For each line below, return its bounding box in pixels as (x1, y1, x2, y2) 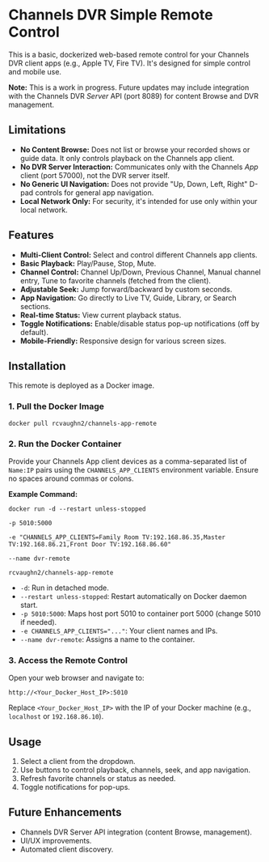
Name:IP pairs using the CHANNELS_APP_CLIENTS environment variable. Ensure (8, 465, 258, 474)
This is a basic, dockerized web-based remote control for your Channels (8, 49, 250, 59)
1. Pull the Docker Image (8, 401, 105, 412)
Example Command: (8, 489, 78, 499)
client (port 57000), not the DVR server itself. (19, 170, 170, 180)
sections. (19, 301, 51, 311)
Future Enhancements (8, 805, 123, 819)
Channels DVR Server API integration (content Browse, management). (19, 827, 253, 837)
